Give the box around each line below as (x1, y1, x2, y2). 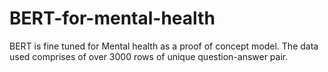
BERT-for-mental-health (9, 7, 216, 30)
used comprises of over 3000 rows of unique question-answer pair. (9, 50, 289, 62)
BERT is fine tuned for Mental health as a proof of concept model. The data (9, 40, 319, 52)
